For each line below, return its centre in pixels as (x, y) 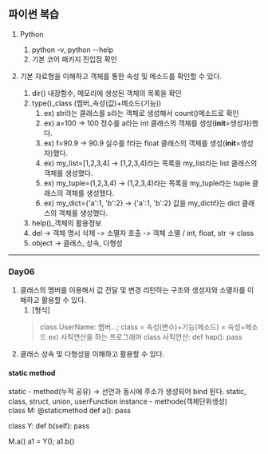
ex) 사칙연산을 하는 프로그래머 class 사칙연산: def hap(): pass (145, 337)
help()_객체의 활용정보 (67, 223)
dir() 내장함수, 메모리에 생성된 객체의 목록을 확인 (106, 93)
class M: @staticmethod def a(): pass (70, 411)
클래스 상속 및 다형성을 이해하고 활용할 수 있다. (92, 354)
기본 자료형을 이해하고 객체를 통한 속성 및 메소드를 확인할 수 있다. (120, 76)
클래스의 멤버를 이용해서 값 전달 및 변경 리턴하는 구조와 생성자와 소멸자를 (132, 290)
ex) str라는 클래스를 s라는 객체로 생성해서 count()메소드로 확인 (141, 113)
